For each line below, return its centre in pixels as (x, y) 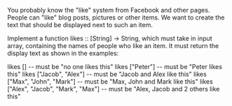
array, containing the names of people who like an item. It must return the (113, 46)
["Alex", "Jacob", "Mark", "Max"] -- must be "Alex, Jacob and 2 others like (114, 89)
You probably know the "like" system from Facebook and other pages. (109, 10)
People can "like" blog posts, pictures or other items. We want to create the (116, 17)
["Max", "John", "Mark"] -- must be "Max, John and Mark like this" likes (110, 82)
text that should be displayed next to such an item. (80, 25)
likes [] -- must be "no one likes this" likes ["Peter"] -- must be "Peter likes (115, 67)
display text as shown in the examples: (63, 53)
